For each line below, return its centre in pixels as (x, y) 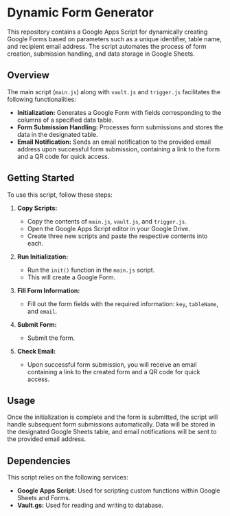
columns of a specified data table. (65, 120)
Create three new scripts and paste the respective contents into (117, 236)
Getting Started (41, 178)
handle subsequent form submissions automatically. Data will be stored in (111, 424)
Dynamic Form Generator (81, 13)
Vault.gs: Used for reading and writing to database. (90, 505)
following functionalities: (42, 99)
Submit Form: (37, 324)
